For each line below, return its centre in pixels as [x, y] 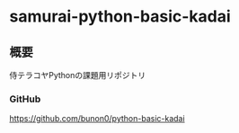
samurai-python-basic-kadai [120, 17]
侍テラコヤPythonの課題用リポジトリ [78, 75]
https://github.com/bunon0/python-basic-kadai [97, 119]
